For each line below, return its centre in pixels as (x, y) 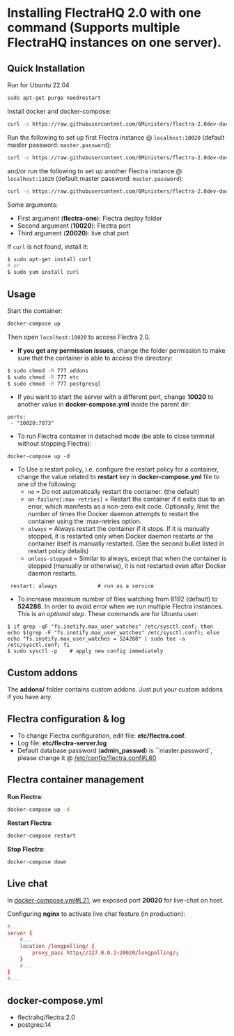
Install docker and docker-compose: (59, 111)
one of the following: (47, 484)
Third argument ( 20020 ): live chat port (73, 233)
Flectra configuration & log (66, 718)
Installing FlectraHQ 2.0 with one (104, 13)
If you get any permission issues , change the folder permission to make (121, 350)
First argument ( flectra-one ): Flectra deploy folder (89, 218)
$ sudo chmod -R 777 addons (48, 371)
